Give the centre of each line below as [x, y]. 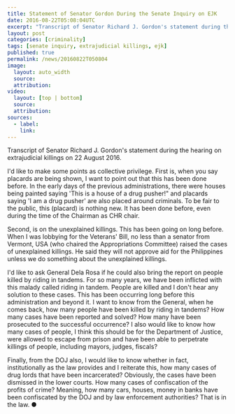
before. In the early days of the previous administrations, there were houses [116, 186]
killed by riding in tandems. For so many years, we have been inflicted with [115, 280]
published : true [31, 53]
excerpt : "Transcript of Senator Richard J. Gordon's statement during [114, 27]
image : [17, 66]
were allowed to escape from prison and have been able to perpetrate [108, 339]
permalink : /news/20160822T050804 [58, 59]
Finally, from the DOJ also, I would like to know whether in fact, [98, 360]
